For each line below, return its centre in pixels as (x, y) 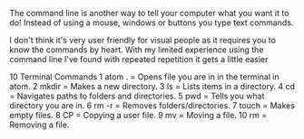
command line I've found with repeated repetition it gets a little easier (139, 59)
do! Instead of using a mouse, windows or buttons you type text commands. (152, 23)
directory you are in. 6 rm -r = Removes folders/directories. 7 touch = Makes (152, 106)
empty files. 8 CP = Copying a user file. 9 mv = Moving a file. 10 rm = (138, 115)
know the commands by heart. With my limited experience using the (137, 50)
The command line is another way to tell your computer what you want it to (149, 13)
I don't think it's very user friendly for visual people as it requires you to (143, 40)
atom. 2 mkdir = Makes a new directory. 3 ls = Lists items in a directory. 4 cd (152, 86)
